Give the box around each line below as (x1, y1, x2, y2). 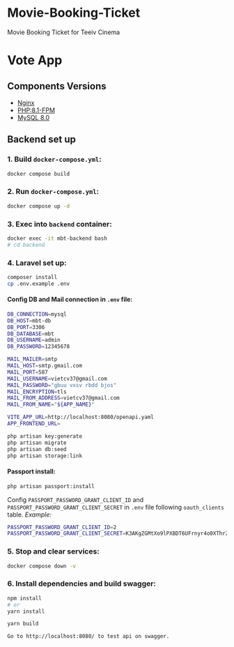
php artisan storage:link (7, 452, 82, 459)
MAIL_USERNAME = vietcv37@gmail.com (7, 375, 108, 382)
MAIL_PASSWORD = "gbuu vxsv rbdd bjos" (7, 381, 117, 388)
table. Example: (7, 510, 52, 519)
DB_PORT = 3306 (7, 323, 45, 330)
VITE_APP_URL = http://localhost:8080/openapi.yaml (7, 413, 155, 421)
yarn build (7, 621, 39, 627)
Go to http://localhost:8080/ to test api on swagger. (7, 633, 170, 640)
